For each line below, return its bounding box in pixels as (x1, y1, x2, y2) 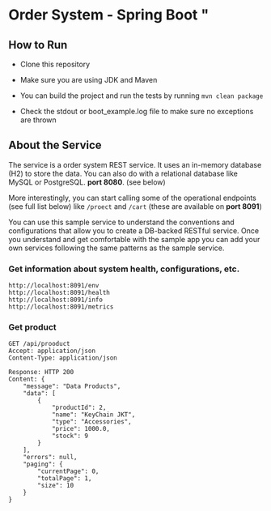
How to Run (8, 38, 68, 52)
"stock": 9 (51, 432, 89, 441)
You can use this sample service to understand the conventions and (8, 217, 235, 227)
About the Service (8, 138, 103, 152)
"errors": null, (23, 454, 78, 462)
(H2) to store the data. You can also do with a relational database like (8, 168, 239, 178)
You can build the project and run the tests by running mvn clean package (19, 91, 264, 100)
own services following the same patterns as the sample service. (8, 243, 225, 253)
